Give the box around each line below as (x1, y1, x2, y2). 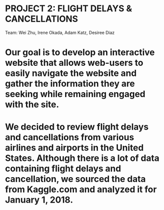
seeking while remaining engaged (5, 89, 145, 100)
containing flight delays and (5, 163, 121, 174)
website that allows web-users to (5, 57, 143, 69)
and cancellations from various (5, 132, 135, 143)
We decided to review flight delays (5, 121, 149, 132)
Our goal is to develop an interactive (5, 47, 155, 58)
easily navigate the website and (5, 68, 137, 79)
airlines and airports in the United (5, 142, 144, 154)
